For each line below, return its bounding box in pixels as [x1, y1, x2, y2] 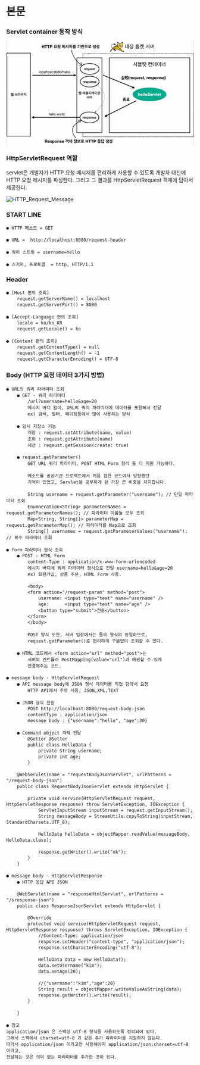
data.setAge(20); [37, 968, 82, 975]
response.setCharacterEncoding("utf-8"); [37, 944, 143, 951]
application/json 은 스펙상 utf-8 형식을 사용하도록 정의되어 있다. [6, 1029, 157, 1035]
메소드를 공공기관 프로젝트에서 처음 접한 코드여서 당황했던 [27, 473, 150, 479]
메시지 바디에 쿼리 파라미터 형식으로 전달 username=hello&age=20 [27, 565, 173, 571]
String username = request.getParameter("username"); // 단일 [27, 491, 183, 497]
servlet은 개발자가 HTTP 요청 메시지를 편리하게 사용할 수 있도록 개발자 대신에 [6, 168, 186, 176]
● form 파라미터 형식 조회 [6, 546, 63, 553]
